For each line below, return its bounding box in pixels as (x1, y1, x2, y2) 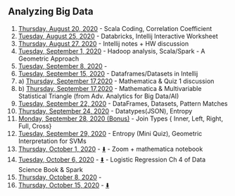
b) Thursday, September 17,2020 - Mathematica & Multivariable (18, 84, 202, 92)
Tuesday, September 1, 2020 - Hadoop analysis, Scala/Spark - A (18, 47, 205, 55)
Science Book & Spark (18, 165, 83, 173)
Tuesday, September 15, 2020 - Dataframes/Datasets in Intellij (18, 69, 198, 78)
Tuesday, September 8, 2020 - (18, 61, 108, 70)
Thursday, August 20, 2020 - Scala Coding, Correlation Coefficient (18, 24, 212, 32)
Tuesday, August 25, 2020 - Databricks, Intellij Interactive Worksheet (18, 32, 218, 40)
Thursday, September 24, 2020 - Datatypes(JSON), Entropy (18, 106, 193, 115)
